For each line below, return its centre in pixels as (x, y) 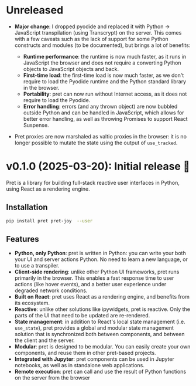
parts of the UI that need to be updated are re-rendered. (82, 316)
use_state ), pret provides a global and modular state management (94, 328)
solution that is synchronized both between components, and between (99, 334)
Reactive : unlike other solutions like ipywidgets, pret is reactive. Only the (102, 309)
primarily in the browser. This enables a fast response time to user (94, 278)
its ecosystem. (32, 303)
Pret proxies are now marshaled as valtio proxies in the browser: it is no (101, 136)
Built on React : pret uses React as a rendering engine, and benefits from (102, 297)
